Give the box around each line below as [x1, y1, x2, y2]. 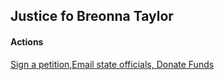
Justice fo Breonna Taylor [10, 8, 174, 25]
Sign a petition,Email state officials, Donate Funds [10, 58, 215, 70]
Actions [10, 35, 44, 48]
